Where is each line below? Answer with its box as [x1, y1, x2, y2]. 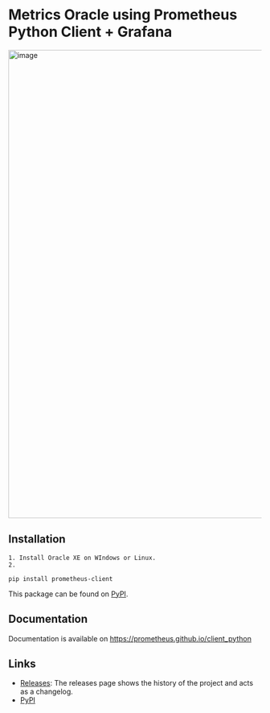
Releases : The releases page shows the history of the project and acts [19, 678, 254, 688]
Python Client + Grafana [8, 23, 173, 41]
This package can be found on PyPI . [8, 589, 129, 599]
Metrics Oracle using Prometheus [8, 6, 238, 24]
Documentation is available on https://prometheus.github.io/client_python [8, 633, 252, 643]
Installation [8, 533, 66, 546]
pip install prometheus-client [8, 575, 113, 583]
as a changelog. [19, 686, 74, 697]
